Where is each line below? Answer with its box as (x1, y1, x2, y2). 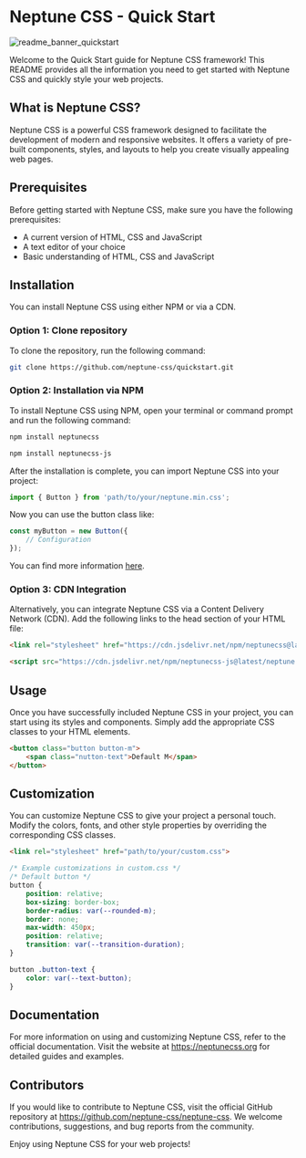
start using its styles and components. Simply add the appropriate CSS (9, 716, 275, 727)
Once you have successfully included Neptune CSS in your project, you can (9, 706, 294, 717)
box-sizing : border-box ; (25, 897, 120, 907)
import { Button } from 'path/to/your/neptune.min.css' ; (9, 493, 230, 502)
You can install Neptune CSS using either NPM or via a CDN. (9, 301, 237, 312)
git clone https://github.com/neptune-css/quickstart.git (9, 362, 234, 371)
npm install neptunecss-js (9, 449, 112, 458)
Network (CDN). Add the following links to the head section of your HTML (9, 613, 286, 624)
